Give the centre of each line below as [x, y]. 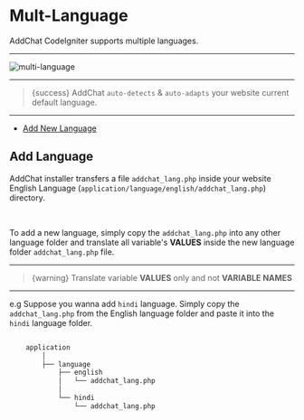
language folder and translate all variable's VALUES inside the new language [152, 242]
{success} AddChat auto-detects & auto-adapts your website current [160, 92]
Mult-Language [69, 16]
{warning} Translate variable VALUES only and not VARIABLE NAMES [161, 277]
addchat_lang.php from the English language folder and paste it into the [142, 313]
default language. [64, 102]
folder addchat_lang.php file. [62, 252]
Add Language [52, 157]
